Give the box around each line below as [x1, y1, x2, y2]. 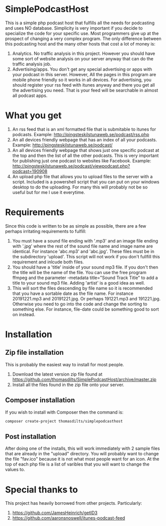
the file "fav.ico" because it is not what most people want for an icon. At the [5, 456, 160, 462]
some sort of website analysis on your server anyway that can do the [12, 55, 154, 61]
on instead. [12, 311, 36, 317]
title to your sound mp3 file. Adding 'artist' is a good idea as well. [12, 280, 145, 286]
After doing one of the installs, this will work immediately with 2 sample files [5, 445, 160, 451]
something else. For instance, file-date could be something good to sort [12, 306, 159, 312]
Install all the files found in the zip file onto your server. [12, 382, 125, 387]
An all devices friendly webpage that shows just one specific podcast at [12, 147, 160, 153]
